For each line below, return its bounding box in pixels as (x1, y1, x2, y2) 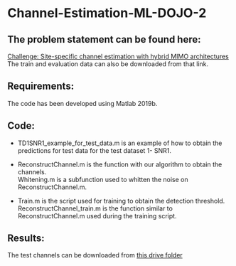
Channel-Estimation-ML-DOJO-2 (7, 5, 207, 21)
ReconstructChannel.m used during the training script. (17, 211, 177, 220)
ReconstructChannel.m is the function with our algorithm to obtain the (17, 160, 222, 169)
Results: (7, 233, 45, 245)
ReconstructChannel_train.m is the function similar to (17, 204, 173, 213)
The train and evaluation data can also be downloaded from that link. (7, 60, 209, 68)
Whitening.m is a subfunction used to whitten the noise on (17, 175, 188, 183)
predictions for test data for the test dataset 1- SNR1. (17, 146, 172, 154)
